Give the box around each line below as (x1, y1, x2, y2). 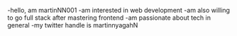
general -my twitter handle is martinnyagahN (7, 21, 138, 29)
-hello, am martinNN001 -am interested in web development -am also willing (7, 6, 231, 14)
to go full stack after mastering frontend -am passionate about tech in (7, 13, 211, 22)
